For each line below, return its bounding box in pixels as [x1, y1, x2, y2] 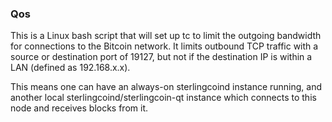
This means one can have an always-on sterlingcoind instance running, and [10, 81, 323, 93]
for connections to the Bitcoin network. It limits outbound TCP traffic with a [10, 40, 319, 52]
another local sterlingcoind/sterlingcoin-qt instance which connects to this [10, 92, 317, 104]
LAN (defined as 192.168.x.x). [10, 62, 131, 74]
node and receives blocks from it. [10, 102, 149, 114]
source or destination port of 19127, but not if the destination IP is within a [10, 51, 313, 63]
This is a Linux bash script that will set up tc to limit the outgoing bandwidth [10, 30, 322, 42]
